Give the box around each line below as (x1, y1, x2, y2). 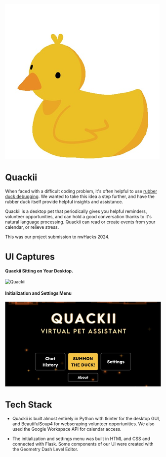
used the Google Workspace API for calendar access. (12, 426, 122, 432)
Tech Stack (5, 399, 52, 410)
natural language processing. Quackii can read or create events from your (5, 219, 156, 225)
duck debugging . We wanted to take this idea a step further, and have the (5, 193, 155, 199)
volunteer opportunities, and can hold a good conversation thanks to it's (5, 213, 152, 219)
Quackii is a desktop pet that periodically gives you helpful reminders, (5, 208, 147, 214)
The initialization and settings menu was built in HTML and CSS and (12, 436, 150, 442)
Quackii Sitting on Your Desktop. (5, 267, 73, 274)
